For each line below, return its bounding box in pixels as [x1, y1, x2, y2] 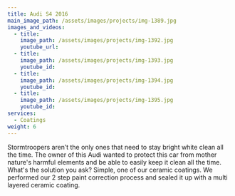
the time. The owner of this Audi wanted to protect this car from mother [7, 150, 217, 159]
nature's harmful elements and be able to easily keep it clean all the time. [7, 158, 222, 166]
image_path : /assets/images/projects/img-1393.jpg [20, 57, 174, 64]
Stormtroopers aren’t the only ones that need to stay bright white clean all [7, 143, 224, 151]
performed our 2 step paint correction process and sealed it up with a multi [7, 172, 228, 182]
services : [7, 110, 37, 117]
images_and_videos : [7, 24, 66, 31]
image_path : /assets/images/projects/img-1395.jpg [20, 97, 174, 104]
